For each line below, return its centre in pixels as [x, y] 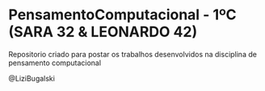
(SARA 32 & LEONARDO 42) [103, 32]
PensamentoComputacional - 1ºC [122, 15]
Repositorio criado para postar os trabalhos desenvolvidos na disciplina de [132, 54]
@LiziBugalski [32, 78]
